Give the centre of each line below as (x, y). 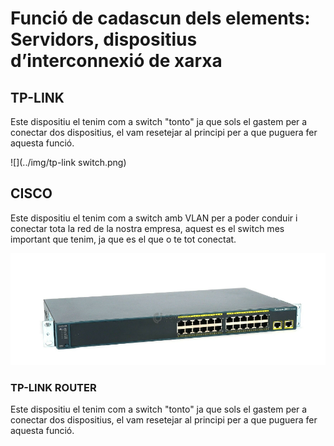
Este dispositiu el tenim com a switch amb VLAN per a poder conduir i (154, 218)
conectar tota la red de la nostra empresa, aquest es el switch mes (147, 228)
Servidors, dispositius (104, 39)
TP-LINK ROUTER (53, 387)
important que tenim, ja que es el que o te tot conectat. (123, 239)
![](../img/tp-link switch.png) (68, 162)
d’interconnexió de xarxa (116, 61)
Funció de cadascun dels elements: (160, 18)
